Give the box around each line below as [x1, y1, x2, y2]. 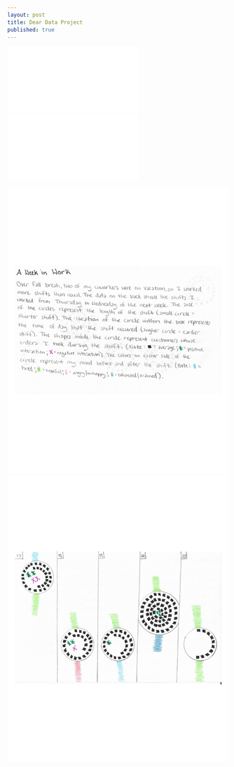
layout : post [7, 11, 46, 18]
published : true [7, 26, 55, 33]
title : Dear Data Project [7, 18, 83, 26]
